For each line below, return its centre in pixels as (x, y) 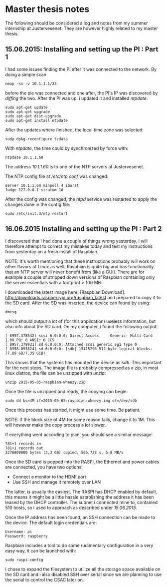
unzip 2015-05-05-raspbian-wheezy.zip (45, 382)
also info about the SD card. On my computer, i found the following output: (82, 326)
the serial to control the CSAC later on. (45, 580)
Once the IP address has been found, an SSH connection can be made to (80, 517)
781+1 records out (24, 448)
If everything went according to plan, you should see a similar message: (79, 434)
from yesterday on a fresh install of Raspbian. (52, 251)
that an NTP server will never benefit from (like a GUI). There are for (75, 272)
